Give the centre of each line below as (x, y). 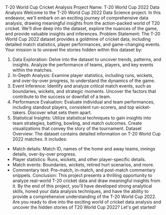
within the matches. (33, 70)
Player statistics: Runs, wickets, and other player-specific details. (79, 159)
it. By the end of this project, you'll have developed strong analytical (82, 186)
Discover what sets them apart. (60, 112)
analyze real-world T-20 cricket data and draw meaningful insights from (86, 180)
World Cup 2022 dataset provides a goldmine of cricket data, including (78, 39)
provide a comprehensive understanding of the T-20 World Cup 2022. (84, 196)
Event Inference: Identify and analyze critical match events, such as (82, 86)
